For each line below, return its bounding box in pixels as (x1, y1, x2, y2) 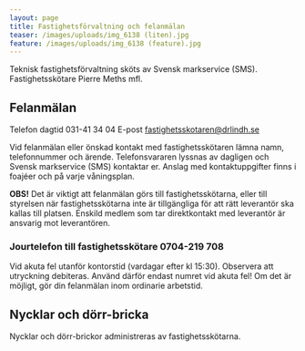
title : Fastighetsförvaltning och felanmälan (9, 22, 185, 31)
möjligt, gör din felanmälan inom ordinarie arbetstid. (9, 280, 203, 292)
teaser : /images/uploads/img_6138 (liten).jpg (9, 30, 189, 39)
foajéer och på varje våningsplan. (9, 170, 135, 182)
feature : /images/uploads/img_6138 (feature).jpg (9, 38, 202, 48)
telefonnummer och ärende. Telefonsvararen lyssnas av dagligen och (9, 151, 269, 162)
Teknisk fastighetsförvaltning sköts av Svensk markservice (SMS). (9, 64, 258, 75)
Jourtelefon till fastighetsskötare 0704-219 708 (9, 240, 225, 253)
